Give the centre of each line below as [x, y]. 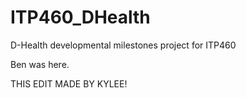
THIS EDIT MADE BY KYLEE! [69, 83]
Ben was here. [40, 64]
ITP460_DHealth [80, 17]
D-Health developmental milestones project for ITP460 [123, 45]
